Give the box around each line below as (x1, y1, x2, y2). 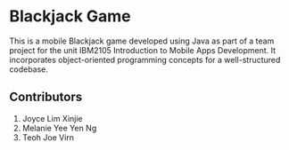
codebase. (9, 64, 49, 75)
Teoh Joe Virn (21, 131, 74, 143)
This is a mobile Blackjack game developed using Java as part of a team (9, 36, 275, 46)
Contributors (9, 90, 83, 105)
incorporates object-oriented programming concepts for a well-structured (9, 54, 281, 65)
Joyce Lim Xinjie (21, 113, 83, 123)
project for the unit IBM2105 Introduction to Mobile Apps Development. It (9, 44, 277, 55)
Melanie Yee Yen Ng (21, 122, 97, 133)
